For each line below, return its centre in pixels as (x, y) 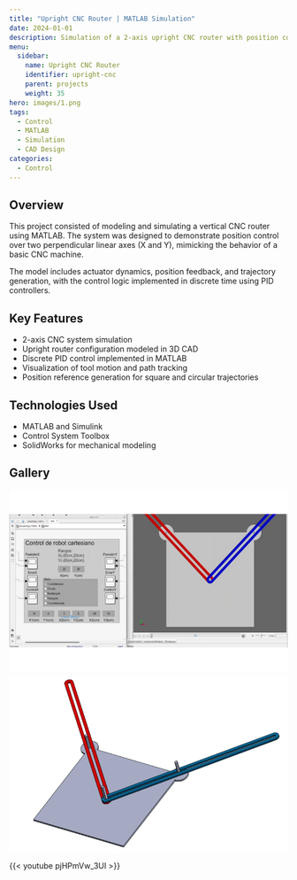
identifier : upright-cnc (71, 75)
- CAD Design (41, 150)
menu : (19, 47)
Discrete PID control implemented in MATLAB (104, 359)
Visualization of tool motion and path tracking (105, 368)
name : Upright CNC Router (73, 66)
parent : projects (57, 84)
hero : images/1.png (45, 103)
